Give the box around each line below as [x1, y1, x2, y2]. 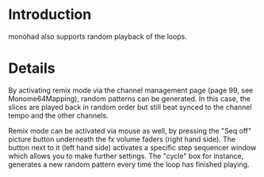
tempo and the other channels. [8, 111, 109, 120]
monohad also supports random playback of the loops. [8, 32, 188, 41]
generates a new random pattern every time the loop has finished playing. [8, 160, 250, 169]
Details [8, 59, 55, 77]
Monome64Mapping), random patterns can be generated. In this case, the [8, 93, 251, 104]
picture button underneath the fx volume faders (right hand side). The [8, 134, 236, 144]
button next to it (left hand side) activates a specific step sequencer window [8, 142, 257, 152]
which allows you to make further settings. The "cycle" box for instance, [8, 151, 244, 160]
